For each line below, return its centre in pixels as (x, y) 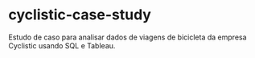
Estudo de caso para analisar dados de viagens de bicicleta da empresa (127, 37)
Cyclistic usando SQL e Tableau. (62, 45)
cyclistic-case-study (80, 15)
